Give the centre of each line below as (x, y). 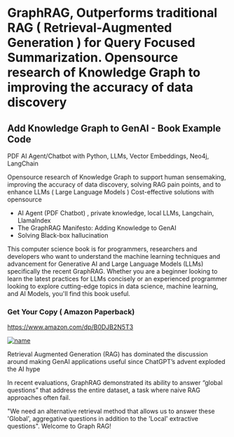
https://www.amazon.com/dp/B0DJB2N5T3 (70, 327)
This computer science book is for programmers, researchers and (102, 249)
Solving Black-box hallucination (63, 235)
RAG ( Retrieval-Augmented (90, 28)
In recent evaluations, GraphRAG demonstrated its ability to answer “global (115, 383)
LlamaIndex (34, 220)
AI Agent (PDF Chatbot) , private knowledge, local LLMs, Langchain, (116, 213)
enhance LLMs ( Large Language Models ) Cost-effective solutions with (111, 192)
